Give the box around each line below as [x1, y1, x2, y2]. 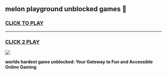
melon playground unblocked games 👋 [5, 5, 127, 13]
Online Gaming [5, 64, 37, 70]
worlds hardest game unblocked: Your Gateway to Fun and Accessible [5, 59, 153, 65]
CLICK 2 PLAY [5, 38, 40, 45]
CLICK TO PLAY [5, 20, 44, 27]
